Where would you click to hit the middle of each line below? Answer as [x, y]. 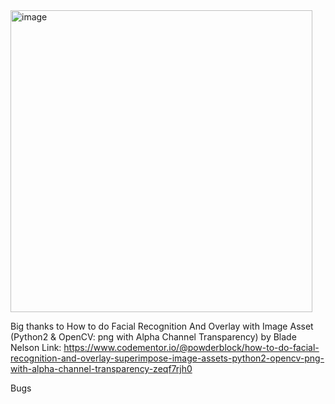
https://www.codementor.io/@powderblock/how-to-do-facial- [191, 347]
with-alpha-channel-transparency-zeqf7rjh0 [101, 368]
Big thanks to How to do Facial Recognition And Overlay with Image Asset [162, 326]
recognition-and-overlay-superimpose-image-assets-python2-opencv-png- [167, 358]
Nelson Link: [36, 347]
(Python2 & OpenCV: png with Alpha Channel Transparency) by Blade [153, 337]
